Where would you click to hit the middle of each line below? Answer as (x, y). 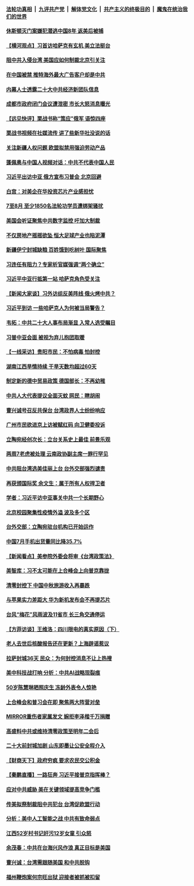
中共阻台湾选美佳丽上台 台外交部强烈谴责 (56, 468)
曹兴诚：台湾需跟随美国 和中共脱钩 (48, 862)
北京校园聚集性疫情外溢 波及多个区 (48, 512)
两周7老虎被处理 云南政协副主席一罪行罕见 (57, 454)
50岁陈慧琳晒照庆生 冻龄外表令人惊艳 (51, 687)
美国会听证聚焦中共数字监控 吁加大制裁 (53, 220)
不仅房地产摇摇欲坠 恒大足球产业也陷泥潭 (56, 235)
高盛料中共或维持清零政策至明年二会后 (52, 731)
